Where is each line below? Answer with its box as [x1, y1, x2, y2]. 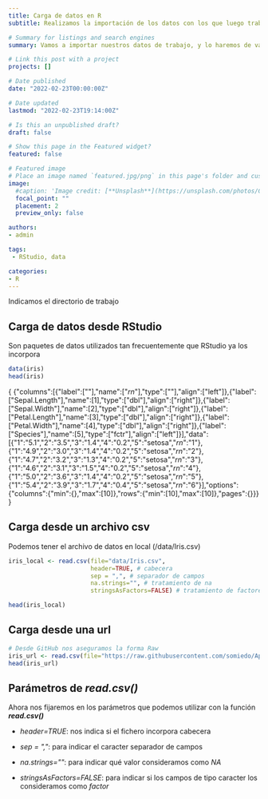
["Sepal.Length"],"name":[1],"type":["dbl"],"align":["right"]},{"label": [8, 395, 231, 404]
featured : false [8, 150, 62, 158]
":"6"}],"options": [182, 480, 239, 490]
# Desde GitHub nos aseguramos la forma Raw [8, 644, 159, 652]
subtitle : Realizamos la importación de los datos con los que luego [8, 19, 245, 27]
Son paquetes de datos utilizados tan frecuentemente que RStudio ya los [8, 341, 248, 351]
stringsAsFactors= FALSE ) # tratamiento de [90, 586, 234, 595]
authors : [8, 224, 37, 232]
